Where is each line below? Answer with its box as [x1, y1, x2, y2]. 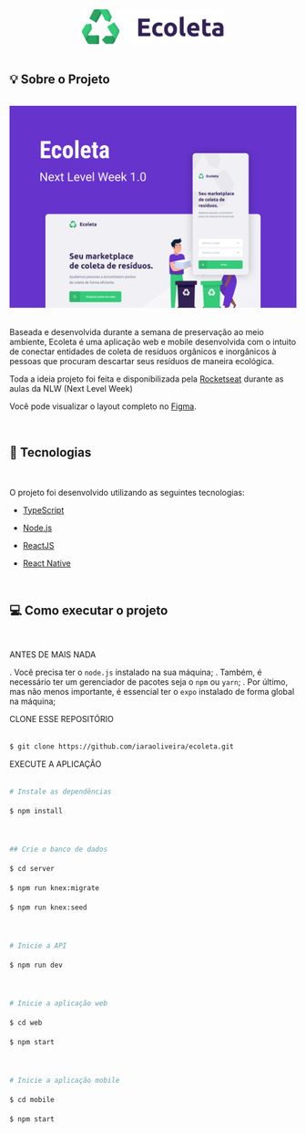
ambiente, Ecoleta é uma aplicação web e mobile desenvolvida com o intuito [9, 336, 297, 347]
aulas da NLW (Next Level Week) [9, 383, 134, 393]
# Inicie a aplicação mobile [9, 1076, 120, 1086]
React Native [22, 557, 71, 569]
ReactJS [22, 540, 55, 551]
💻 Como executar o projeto [9, 603, 168, 619]
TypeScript [22, 504, 65, 515]
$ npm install [9, 806, 64, 815]
